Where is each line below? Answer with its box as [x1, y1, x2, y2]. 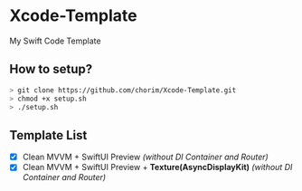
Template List [9, 128, 88, 143]
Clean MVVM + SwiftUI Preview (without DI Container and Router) [22, 151, 269, 163]
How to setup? [9, 62, 93, 77]
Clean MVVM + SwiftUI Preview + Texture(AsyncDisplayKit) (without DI [22, 162, 293, 173]
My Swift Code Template [9, 35, 101, 46]
